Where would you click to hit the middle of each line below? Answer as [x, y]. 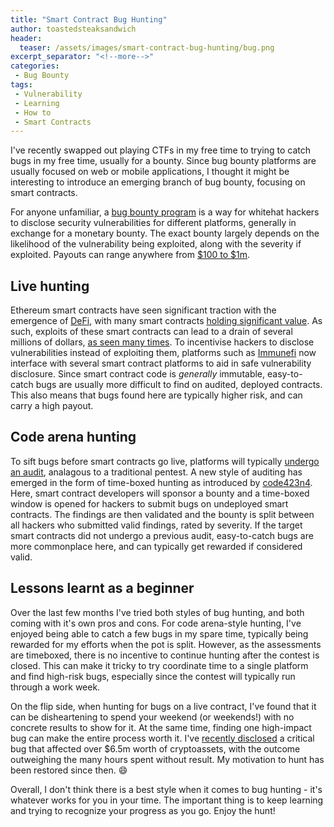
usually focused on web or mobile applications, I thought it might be [150, 172]
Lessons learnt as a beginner [102, 588]
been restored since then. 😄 [69, 770]
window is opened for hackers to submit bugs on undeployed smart [149, 503]
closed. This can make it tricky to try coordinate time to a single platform [159, 665]
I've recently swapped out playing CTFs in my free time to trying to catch [161, 150]
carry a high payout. [52, 406]
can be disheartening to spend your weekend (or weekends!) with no [152, 717]
